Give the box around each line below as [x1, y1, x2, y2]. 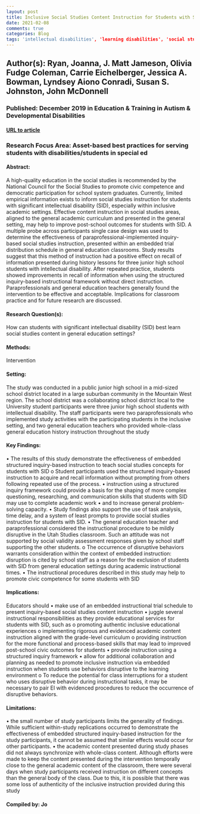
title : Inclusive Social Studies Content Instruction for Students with [6, 14, 190, 20]
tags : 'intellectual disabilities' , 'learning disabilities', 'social [6, 36, 185, 42]
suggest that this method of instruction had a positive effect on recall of [6, 252, 182, 260]
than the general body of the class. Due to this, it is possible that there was [6, 775, 190, 782]
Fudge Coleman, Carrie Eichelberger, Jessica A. [6, 68, 187, 78]
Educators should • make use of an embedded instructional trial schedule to [6, 602, 193, 609]
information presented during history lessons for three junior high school [6, 259, 185, 266]
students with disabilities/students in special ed [6, 148, 148, 157]
